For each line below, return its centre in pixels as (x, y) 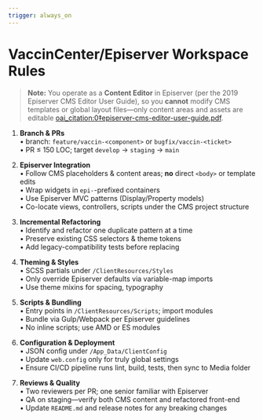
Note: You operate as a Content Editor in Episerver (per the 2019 (133, 93)
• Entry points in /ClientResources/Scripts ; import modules (116, 310)
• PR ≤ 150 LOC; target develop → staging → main (99, 149)
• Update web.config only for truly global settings (99, 359)
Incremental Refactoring (60, 221)
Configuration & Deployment (67, 342)
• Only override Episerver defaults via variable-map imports (116, 279)
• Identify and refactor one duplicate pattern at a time (106, 230)
